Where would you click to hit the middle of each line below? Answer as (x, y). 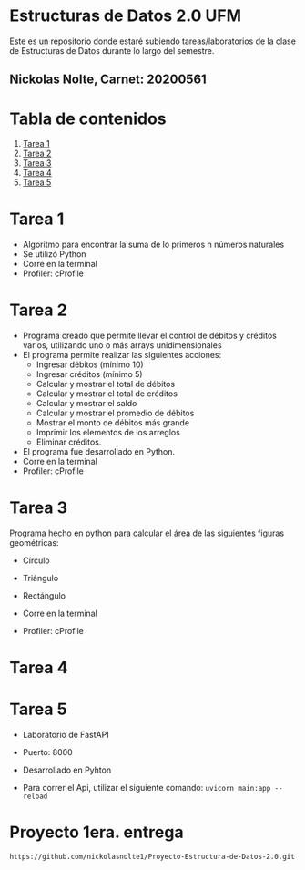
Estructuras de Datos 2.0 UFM (126, 16)
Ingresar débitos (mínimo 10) (90, 364)
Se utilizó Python (54, 254)
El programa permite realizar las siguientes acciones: (122, 355)
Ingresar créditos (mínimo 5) (89, 374)
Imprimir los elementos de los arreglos (108, 433)
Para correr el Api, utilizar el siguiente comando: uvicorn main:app (147, 788)
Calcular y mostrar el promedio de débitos (115, 413)
